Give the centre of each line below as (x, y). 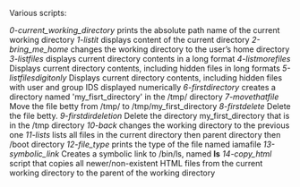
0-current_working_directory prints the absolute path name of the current (145, 30)
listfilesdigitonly (38, 78)
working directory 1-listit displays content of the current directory (129, 40)
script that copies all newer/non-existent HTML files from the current (136, 163)
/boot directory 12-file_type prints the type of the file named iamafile (135, 144)
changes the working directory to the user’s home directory (180, 49)
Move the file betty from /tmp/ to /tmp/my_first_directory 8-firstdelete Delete (150, 106)
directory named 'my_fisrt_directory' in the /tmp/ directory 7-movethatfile (144, 97)
